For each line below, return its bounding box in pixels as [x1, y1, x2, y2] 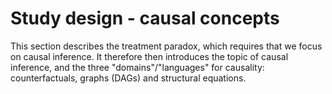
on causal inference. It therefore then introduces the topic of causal [10, 50, 289, 62]
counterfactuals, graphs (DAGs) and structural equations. [10, 72, 247, 84]
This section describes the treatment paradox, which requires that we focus [10, 40, 323, 52]
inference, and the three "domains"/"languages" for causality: [10, 61, 265, 73]
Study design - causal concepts [10, 7, 280, 30]
